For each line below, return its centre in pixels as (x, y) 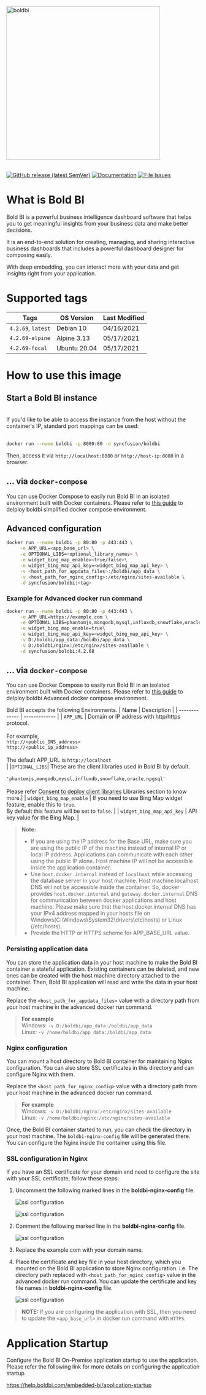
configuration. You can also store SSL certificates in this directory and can (100, 1068)
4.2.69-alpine (30, 338)
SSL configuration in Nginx (47, 1159)
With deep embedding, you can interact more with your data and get (93, 267)
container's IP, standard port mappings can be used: (73, 426)
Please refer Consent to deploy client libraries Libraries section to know (97, 792)
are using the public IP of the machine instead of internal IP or (109, 848)
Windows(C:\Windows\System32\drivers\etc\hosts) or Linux (106, 920)
